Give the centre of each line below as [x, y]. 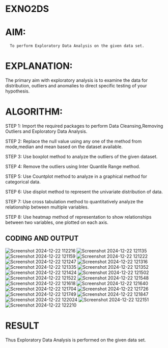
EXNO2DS [27, 9]
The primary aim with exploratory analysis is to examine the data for [76, 80]
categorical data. [23, 182]
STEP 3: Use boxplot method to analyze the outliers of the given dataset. [81, 157]
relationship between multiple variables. [47, 207]
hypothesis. [18, 91]
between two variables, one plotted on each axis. [57, 222]
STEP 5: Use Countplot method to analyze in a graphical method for [76, 176]
